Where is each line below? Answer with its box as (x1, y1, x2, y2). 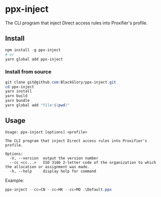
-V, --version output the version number (9, 155, 99, 161)
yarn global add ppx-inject (5, 57, 63, 62)
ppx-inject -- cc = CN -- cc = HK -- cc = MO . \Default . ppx (5, 187, 112, 192)
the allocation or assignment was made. (5, 164, 90, 169)
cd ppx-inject (5, 84, 35, 89)
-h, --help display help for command (9, 169, 97, 174)
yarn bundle (5, 98, 30, 103)
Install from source (5, 68, 52, 75)
